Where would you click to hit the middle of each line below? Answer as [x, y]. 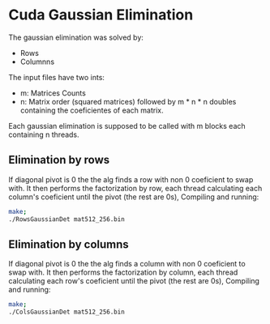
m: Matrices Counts [53, 93]
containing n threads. [44, 134]
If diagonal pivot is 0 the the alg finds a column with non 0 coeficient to [127, 264]
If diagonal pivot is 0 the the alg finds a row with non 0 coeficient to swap [131, 179]
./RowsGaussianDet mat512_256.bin [67, 219]
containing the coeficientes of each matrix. [92, 110]
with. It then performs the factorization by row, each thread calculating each [135, 188]
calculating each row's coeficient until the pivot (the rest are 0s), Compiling [134, 281]
